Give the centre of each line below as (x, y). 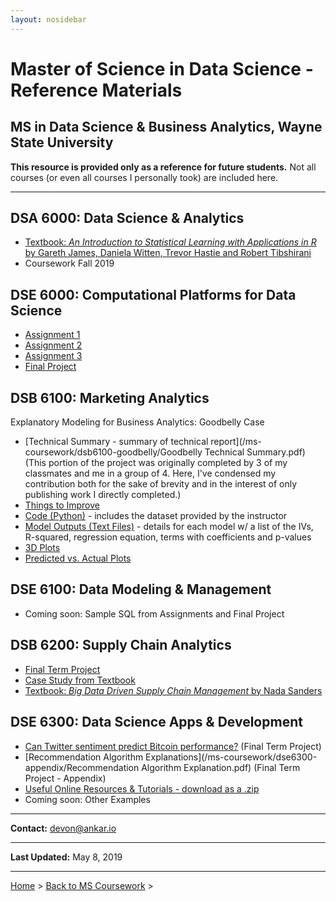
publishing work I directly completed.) (103, 495)
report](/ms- (236, 442)
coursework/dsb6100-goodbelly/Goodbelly (113, 452)
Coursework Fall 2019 (69, 263)
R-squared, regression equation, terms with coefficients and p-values (168, 537)
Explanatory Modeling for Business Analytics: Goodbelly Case (137, 422)
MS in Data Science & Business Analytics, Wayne (166, 127)
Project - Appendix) (65, 778)
